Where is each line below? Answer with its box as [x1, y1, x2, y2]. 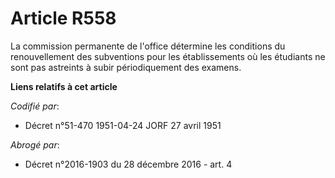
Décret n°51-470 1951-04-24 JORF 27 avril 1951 [24, 119, 222, 131]
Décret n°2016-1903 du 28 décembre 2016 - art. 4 [24, 158, 233, 170]
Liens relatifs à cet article [10, 80, 118, 92]
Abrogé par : [10, 138, 60, 151]
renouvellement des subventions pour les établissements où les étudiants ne [10, 50, 326, 62]
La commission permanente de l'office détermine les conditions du [10, 40, 286, 52]
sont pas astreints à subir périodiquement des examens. [10, 61, 242, 73]
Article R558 [10, 7, 117, 30]
